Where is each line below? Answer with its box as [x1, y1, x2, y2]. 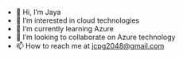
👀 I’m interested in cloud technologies [15, 16, 140, 25]
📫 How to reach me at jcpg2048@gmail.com [15, 42, 165, 50]
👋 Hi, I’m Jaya [15, 8, 61, 16]
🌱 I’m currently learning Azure [15, 24, 114, 33]
